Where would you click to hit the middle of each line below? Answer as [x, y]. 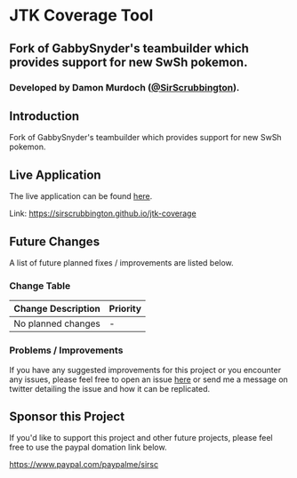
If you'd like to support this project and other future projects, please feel [141, 438]
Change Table [40, 285]
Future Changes [55, 241]
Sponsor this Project [67, 416]
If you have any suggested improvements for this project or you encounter [145, 370]
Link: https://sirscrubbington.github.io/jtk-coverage [103, 213]
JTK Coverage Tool [81, 16]
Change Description [57, 309]
